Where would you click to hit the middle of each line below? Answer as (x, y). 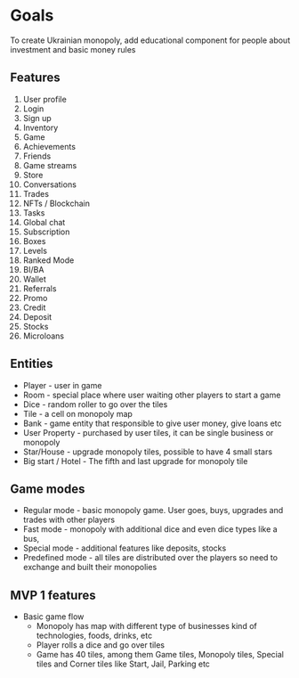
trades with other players (69, 520)
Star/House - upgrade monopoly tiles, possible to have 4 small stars (148, 452)
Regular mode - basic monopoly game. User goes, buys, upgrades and (153, 511)
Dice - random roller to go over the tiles (95, 404)
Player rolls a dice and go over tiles (101, 645)
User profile (45, 99)
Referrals (40, 288)
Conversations (49, 184)
